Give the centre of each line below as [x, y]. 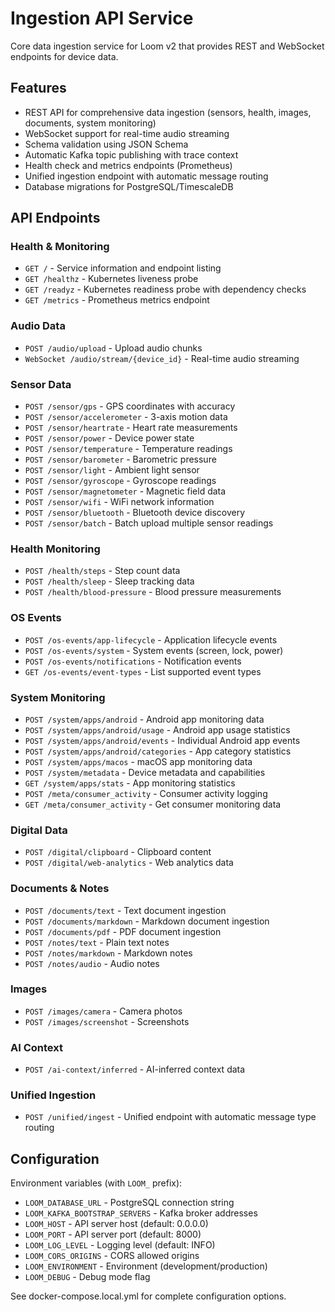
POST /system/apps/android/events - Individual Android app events [162, 740]
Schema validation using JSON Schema [106, 144]
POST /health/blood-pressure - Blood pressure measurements [153, 592]
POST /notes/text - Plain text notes [97, 942]
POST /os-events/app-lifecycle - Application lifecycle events [151, 639]
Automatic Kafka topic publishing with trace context [131, 154]
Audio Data [38, 326]
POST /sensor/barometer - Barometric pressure [120, 459]
